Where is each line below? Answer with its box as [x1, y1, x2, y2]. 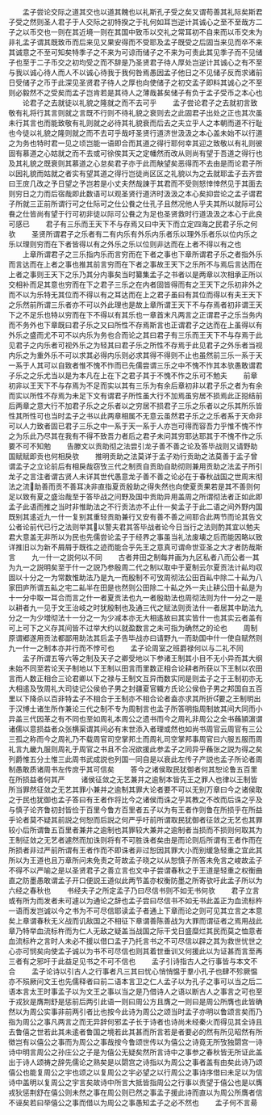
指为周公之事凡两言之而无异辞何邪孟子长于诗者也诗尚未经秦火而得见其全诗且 [8, 1017, 263, 1026]
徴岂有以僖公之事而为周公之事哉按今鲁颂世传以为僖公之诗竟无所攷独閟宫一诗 [8, 1037, 263, 1046]
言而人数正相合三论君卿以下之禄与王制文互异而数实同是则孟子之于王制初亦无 [8, 674, 263, 683]
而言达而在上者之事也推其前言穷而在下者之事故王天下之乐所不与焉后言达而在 [8, 259, 263, 269]
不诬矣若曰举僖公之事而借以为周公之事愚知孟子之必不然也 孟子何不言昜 [8, 1098, 258, 1107]
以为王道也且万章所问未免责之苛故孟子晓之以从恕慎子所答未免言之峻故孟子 [15, 856, 263, 865]
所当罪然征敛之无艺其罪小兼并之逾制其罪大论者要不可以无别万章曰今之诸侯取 [8, 785, 263, 794]
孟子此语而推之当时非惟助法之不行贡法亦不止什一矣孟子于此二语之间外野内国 [8, 502, 263, 511]
